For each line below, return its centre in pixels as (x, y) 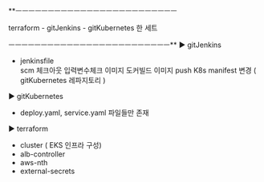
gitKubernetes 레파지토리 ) (63, 80)
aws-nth (34, 162)
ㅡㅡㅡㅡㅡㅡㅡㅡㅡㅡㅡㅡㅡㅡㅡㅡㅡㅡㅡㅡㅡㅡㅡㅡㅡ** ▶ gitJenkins (115, 45)
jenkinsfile (37, 61)
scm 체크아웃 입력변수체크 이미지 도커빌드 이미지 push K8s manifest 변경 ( (138, 70)
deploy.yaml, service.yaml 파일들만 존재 (85, 113)
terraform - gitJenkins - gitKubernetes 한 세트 (83, 28)
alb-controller (43, 154)
